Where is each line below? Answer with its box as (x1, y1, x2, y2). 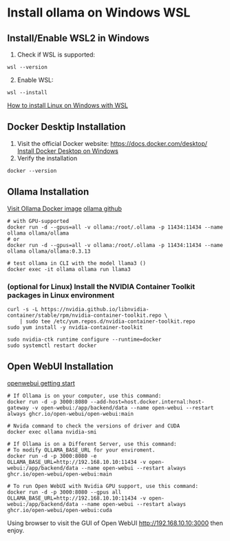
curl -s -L (7, 306, 39, 312)
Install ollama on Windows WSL (7, 5, 191, 21)
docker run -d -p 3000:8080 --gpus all (7, 489, 122, 496)
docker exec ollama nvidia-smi (7, 428, 97, 435)
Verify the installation (17, 153, 78, 162)
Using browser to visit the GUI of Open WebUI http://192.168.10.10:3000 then (7, 518, 224, 527)
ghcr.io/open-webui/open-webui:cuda (7, 507, 112, 513)
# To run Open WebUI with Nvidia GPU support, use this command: (7, 482, 198, 489)
